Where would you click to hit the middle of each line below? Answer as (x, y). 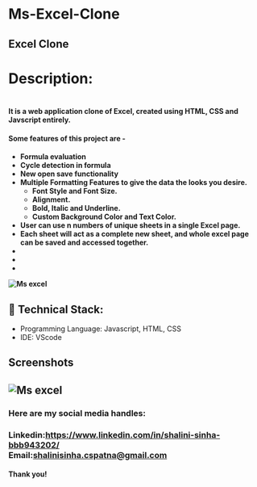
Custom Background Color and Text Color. (104, 217)
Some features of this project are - (67, 138)
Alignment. (51, 199)
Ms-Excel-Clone (64, 14)
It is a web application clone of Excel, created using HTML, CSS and (124, 111)
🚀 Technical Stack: (56, 309)
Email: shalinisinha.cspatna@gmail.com (88, 455)
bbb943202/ (34, 445)
